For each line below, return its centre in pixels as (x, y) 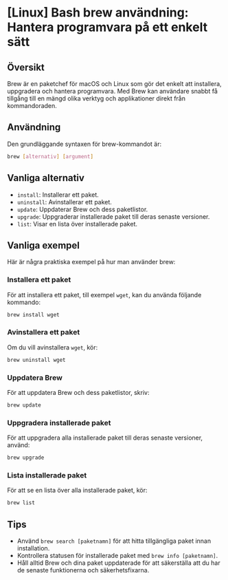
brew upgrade (26, 458)
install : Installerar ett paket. (58, 195)
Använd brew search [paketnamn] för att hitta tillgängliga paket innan (114, 541)
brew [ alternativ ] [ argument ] (50, 156)
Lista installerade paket (47, 475)
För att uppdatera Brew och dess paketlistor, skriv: (78, 392)
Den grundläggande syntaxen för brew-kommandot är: (84, 144)
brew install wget (33, 314)
